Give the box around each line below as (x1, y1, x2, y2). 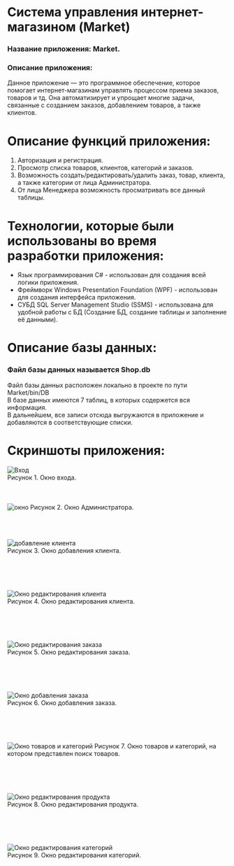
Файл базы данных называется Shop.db (7, 365, 151, 375)
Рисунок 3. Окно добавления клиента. (7, 546, 122, 554)
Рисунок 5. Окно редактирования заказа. (7, 648, 131, 656)
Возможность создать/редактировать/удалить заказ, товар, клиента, (17, 171, 226, 179)
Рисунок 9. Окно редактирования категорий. (7, 851, 142, 859)
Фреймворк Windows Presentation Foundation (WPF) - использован (17, 286, 218, 294)
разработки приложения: (7, 248, 164, 263)
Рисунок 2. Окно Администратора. (30, 503, 134, 511)
